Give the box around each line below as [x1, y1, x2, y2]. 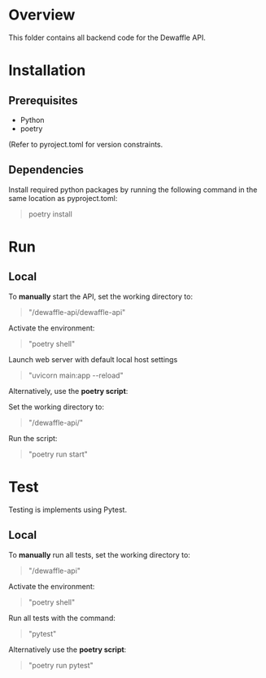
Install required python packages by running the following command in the [8, 185, 258, 195]
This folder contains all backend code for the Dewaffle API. [8, 33, 206, 42]
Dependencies [8, 163, 84, 177]
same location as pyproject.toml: [8, 193, 118, 203]
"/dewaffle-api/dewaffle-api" [28, 307, 126, 317]
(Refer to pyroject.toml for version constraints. [8, 139, 164, 149]
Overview [8, 6, 76, 24]
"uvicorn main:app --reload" [28, 370, 124, 380]
